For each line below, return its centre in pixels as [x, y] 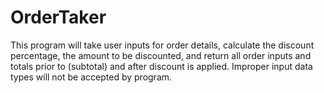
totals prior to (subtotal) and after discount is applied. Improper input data [161, 66]
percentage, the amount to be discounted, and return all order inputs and [161, 55]
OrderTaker [58, 17]
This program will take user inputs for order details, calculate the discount [162, 45]
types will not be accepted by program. [91, 77]
